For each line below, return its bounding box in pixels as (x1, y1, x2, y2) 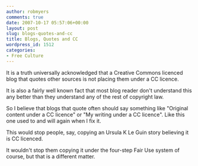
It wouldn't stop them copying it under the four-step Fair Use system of (6, 146, 180, 154)
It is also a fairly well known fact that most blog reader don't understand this (6, 87, 192, 94)
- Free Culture (6, 53, 44, 59)
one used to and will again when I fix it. (6, 117, 101, 124)
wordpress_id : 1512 (6, 42, 55, 48)
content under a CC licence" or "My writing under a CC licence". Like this (6, 111, 185, 118)
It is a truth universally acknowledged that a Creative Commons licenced (6, 69, 183, 76)
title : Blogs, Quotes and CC (6, 36, 78, 42)
